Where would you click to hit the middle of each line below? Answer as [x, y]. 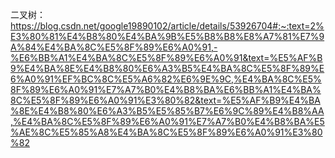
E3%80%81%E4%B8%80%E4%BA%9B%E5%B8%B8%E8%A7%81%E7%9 [167, 36]
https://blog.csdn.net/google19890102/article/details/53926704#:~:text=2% [167, 26]
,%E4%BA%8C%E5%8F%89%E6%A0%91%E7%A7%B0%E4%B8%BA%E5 [167, 121]
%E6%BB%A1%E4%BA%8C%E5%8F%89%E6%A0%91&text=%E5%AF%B [166, 57]
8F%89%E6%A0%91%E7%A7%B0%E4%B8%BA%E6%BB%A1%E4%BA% [166, 89]
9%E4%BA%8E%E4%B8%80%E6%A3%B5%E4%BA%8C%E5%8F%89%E [167, 68]
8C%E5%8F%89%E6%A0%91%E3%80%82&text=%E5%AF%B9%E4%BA [165, 100]
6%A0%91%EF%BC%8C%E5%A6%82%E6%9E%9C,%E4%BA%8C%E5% [166, 79]
